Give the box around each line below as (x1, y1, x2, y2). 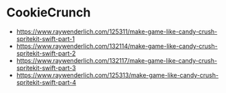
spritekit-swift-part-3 (16, 64, 76, 72)
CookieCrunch (6, 5, 91, 21)
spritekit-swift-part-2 (16, 49, 76, 57)
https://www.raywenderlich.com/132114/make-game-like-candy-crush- (16, 42, 218, 50)
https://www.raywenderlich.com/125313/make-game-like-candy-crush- (16, 70, 219, 79)
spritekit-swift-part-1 (16, 34, 75, 42)
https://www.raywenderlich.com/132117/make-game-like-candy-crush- (16, 56, 217, 64)
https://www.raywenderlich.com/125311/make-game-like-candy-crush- (16, 27, 218, 36)
